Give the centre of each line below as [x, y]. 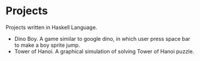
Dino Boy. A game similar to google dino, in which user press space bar [102, 38]
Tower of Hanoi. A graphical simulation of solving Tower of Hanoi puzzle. [104, 51]
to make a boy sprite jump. [47, 45]
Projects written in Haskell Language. [51, 27]
